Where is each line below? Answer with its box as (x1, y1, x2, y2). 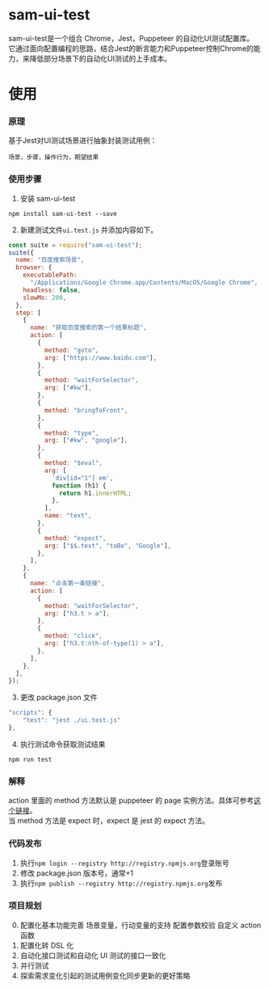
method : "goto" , (44, 346, 99, 354)
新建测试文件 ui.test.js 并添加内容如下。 (19, 225, 158, 234)
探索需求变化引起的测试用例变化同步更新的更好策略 (19, 970, 191, 980)
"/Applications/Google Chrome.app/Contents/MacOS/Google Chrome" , (29, 279, 258, 287)
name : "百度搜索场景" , (15, 256, 85, 264)
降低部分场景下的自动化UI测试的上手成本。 (29, 53, 172, 63)
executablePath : (23, 271, 78, 280)
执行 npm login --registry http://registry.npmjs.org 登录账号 (19, 858, 230, 868)
